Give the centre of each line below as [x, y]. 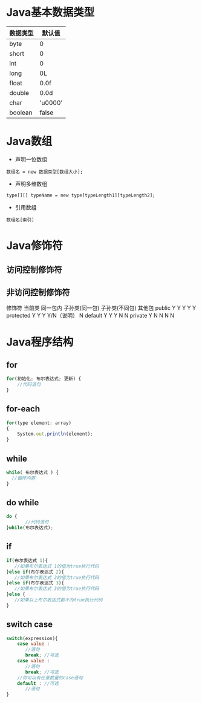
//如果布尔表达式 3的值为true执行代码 [57, 589]
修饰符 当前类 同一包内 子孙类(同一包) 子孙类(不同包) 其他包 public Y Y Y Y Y [101, 308]
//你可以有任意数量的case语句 [50, 678]
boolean [21, 113]
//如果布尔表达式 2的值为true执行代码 [57, 577]
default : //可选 [38, 683]
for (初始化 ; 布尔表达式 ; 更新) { [44, 379]
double [19, 93]
